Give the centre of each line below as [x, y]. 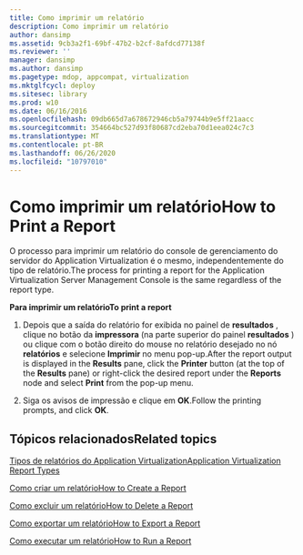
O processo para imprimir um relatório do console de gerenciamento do [144, 251]
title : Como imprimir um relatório [77, 18]
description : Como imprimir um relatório [89, 26]
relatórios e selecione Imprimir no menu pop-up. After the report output [157, 354]
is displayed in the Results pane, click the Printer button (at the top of [153, 364]
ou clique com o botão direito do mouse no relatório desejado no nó [150, 344]
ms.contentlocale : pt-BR [56, 145]
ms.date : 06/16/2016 [49, 111]
